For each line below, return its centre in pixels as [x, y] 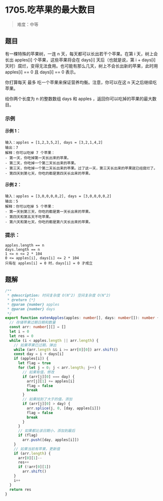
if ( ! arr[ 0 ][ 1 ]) [34, 467]
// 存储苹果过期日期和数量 [33, 323]
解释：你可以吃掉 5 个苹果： [30, 207]
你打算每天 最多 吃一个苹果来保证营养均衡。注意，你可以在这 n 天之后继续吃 [81, 82]
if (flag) [28, 435]
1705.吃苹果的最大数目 [50, 10]
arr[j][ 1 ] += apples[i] [51, 381]
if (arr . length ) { [32, 453]
